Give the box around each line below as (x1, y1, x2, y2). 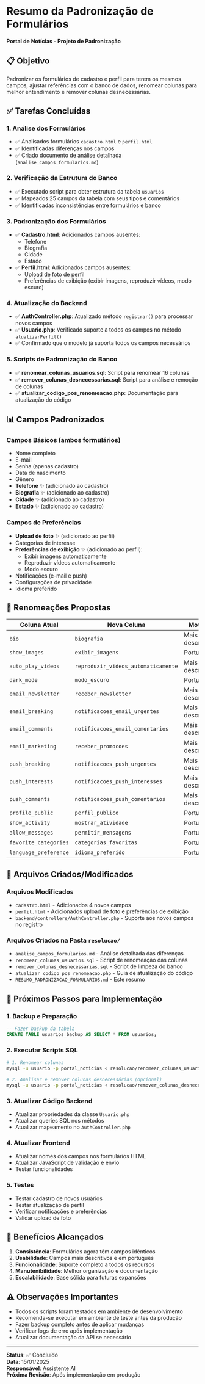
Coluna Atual (20, 621, 59, 629)
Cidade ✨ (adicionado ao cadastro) (15, 496, 105, 503)
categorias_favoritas (74, 839, 138, 846)
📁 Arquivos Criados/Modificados (6, 869, 134, 880)
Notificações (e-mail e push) (15, 572, 87, 579)
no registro (15, 921, 43, 929)
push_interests (9, 778, 54, 785)
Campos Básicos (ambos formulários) (6, 435, 121, 444)
